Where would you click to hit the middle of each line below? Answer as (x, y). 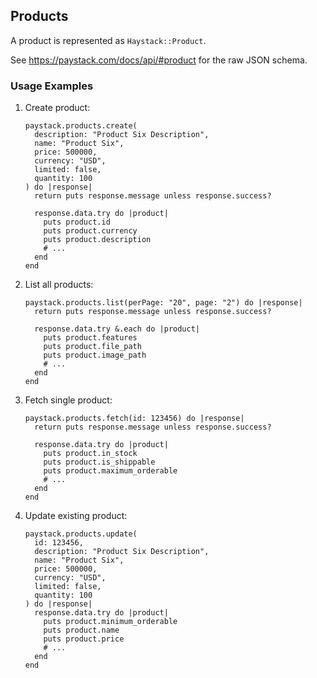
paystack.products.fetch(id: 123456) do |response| (134, 419)
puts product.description (97, 240)
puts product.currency (90, 231)
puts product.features (90, 338)
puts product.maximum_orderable (110, 471)
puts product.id (77, 222)
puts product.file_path (92, 347)
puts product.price (84, 639)
